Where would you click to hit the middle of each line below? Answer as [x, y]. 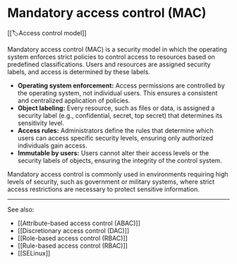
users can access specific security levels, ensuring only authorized [115, 138]
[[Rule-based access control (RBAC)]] [73, 246]
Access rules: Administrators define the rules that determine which [115, 130]
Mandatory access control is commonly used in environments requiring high [118, 174]
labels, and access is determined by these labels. [79, 71]
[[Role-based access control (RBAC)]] [73, 238]
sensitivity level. [41, 123]
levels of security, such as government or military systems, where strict [111, 181]
